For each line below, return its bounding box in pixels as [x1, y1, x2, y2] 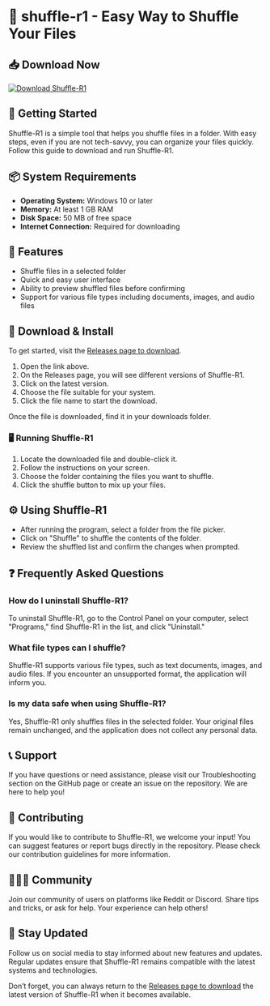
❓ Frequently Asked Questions [8, 567, 164, 580]
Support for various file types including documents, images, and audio [19, 292, 255, 302]
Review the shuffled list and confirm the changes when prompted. [19, 542, 240, 552]
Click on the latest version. [19, 379, 109, 388]
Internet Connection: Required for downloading [19, 221, 180, 231]
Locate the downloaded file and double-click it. [19, 454, 178, 464]
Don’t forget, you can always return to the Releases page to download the [8, 981, 255, 991]
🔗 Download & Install [8, 324, 114, 338]
